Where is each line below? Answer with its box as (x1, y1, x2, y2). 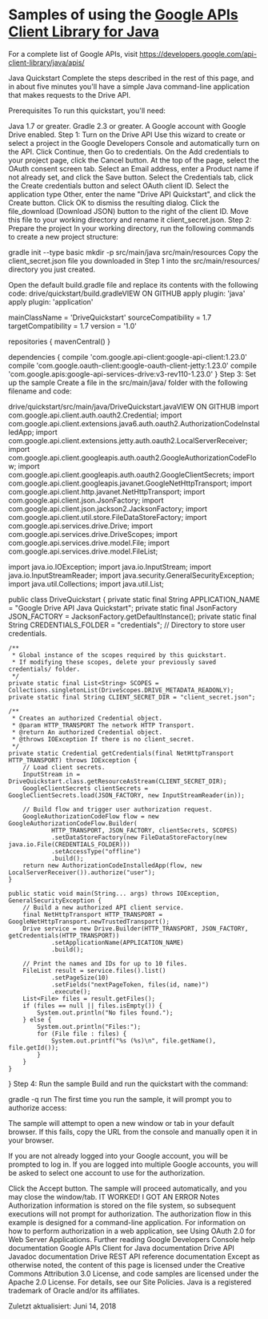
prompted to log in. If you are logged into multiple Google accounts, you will (8, 1160, 258, 1169)
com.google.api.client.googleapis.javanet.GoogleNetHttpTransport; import (8, 478, 252, 488)
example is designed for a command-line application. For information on (8, 1217, 246, 1227)
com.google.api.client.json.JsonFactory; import (8, 495, 164, 505)
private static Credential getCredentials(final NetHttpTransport (8, 749, 234, 757)
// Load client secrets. (22, 763, 106, 771)
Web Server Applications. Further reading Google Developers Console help (8, 1234, 256, 1244)
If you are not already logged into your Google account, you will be (8, 1151, 228, 1160)
